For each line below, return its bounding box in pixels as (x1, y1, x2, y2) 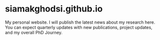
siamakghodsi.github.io (5, 3, 103, 14)
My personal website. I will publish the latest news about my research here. (5, 19, 155, 25)
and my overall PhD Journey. (5, 29, 63, 35)
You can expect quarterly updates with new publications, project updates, (5, 24, 153, 30)
